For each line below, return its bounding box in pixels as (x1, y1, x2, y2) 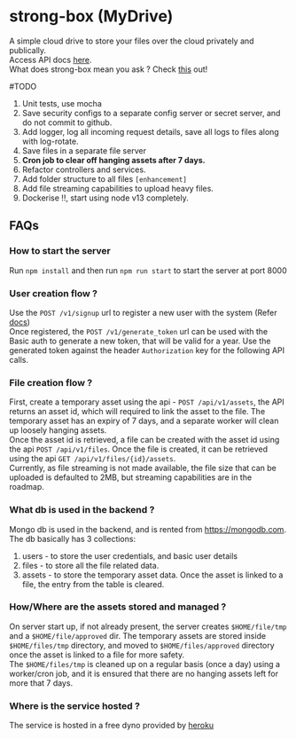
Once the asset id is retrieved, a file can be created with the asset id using (9, 435, 280, 445)
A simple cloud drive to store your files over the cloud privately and (9, 35, 254, 46)
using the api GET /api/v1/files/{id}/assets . (9, 453, 176, 464)
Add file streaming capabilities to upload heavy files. (21, 183, 214, 193)
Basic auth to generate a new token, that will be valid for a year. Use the (9, 335, 271, 346)
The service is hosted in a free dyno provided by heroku (9, 720, 214, 731)
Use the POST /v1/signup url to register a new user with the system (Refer (9, 307, 277, 318)
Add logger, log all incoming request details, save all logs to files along (21, 126, 279, 137)
